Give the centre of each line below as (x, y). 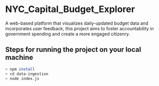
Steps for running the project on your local (73, 50)
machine (19, 58)
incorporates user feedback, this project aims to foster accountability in (79, 28)
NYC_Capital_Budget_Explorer (70, 9)
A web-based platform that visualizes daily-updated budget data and (77, 23)
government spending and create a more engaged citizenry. (68, 34)
